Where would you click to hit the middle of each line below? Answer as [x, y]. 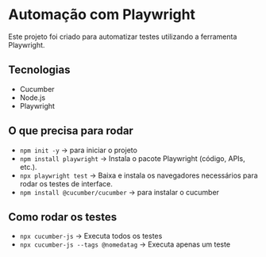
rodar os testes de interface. [66, 183]
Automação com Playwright [102, 15]
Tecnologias [39, 70]
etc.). [28, 167]
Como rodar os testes [63, 217]
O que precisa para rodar [71, 131]
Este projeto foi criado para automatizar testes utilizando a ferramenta [123, 36]
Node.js [33, 98]
